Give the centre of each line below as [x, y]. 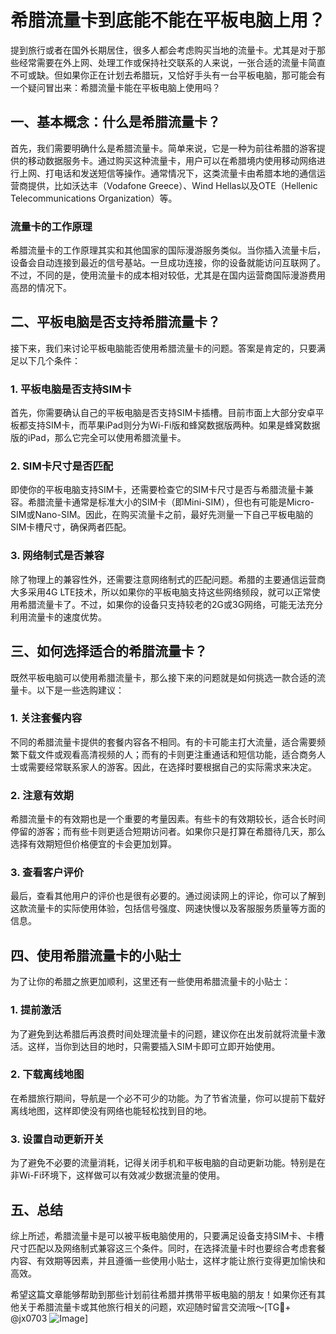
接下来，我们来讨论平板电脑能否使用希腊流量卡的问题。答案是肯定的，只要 [163, 348]
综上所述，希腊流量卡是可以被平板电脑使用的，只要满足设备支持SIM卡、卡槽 [167, 1235]
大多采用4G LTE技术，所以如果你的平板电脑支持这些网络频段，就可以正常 [161, 592]
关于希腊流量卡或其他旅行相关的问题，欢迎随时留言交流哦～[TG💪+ [155, 1307]
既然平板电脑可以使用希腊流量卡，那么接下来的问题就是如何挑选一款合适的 [163, 677]
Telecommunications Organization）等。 [94, 198]
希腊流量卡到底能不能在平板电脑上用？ [168, 20]
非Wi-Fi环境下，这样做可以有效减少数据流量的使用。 [118, 1175]
